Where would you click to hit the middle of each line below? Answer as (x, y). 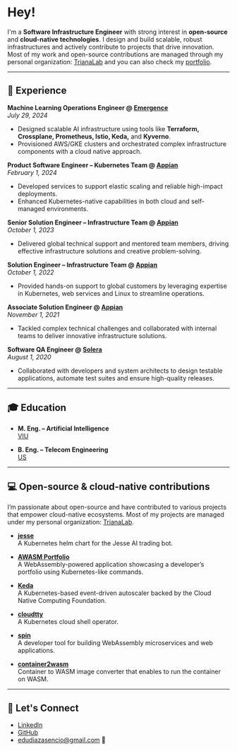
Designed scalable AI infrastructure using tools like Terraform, (108, 128)
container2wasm (43, 664)
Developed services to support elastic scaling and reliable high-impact (120, 186)
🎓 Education (37, 408)
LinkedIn (30, 725)
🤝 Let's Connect (43, 708)
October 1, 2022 (31, 272)
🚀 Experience (37, 91)
